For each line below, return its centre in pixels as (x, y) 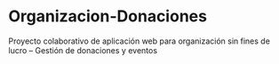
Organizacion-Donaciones (108, 16)
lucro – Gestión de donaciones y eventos (83, 50)
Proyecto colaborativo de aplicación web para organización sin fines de (139, 41)
